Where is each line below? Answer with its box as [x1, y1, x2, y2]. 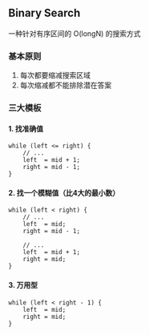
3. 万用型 [8, 281, 38, 290]
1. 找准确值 [8, 123, 44, 133]
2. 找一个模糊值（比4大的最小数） [8, 188, 120, 197]
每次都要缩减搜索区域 [19, 71, 91, 80]
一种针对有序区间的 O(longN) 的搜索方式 [8, 28, 141, 38]
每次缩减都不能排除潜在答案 [19, 80, 112, 91]
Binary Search [8, 6, 81, 20]
